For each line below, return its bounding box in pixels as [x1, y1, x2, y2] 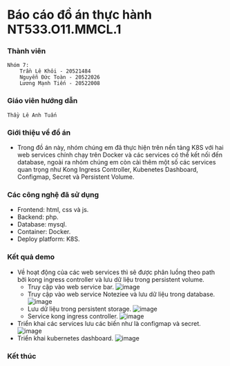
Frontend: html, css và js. [17, 206, 89, 214]
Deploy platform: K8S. [17, 235, 80, 243]
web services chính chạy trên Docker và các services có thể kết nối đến [17, 151, 223, 159]
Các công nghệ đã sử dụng [7, 190, 99, 200]
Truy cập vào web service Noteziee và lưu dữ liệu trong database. [27, 290, 215, 298]
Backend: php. [17, 213, 59, 221]
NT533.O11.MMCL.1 [7, 21, 122, 37]
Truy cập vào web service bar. [27, 282, 114, 291]
